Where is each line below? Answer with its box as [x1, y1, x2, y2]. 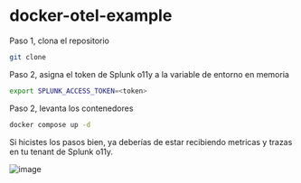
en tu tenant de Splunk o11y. [9, 146, 114, 157]
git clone [9, 52, 47, 61]
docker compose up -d [9, 120, 91, 129]
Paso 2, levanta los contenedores [9, 103, 134, 114]
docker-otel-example [9, 5, 173, 26]
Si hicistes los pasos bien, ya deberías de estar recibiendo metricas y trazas [9, 136, 293, 147]
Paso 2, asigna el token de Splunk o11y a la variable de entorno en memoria [9, 69, 289, 79]
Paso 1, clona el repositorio [9, 35, 110, 46]
